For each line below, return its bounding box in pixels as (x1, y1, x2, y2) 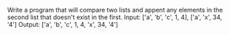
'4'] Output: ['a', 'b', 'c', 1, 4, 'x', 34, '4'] (7, 21, 119, 28)
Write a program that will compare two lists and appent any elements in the (7, 6, 223, 14)
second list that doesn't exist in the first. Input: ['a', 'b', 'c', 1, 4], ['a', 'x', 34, (7, 13, 222, 21)
